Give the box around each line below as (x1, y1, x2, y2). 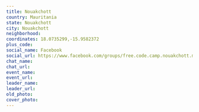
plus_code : (6, 42, 33, 48)
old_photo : (6, 91, 33, 97)
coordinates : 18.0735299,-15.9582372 (6, 36, 99, 42)
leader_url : (6, 86, 36, 92)
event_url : (6, 75, 33, 81)
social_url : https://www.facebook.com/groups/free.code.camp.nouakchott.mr (6, 53, 197, 59)
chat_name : (6, 58, 33, 64)
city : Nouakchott (6, 25, 49, 31)
